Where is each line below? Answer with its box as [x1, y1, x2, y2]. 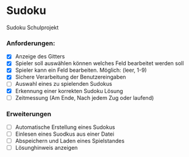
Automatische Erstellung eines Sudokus [15, 123, 115, 131]
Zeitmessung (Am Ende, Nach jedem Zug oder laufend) [15, 94, 154, 101]
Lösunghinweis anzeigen [15, 144, 78, 152]
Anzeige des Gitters [15, 53, 65, 60]
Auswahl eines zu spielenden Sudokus [15, 80, 113, 88]
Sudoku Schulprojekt [6, 24, 59, 31]
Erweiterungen [6, 110, 52, 118]
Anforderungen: [6, 39, 55, 47]
